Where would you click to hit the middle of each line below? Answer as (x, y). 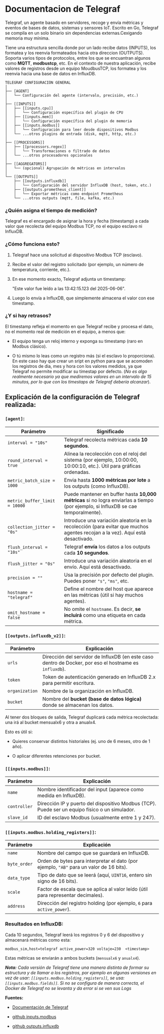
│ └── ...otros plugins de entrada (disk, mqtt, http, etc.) (71, 134)
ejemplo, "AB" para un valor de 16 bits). (82, 867)
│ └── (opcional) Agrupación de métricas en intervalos (65, 168)
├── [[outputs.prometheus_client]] (50, 189)
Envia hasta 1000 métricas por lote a (107, 480)
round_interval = (28, 460)
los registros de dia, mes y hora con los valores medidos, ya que (77, 366)
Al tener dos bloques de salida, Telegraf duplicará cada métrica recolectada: (82, 717)
